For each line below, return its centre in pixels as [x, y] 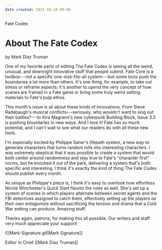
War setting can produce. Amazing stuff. [46, 208]
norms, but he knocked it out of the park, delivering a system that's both [78, 163]
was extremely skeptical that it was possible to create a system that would [80, 152]
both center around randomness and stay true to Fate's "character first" [77, 158]
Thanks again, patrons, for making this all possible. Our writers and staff [78, 218]
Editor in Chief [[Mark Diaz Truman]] [41, 242]
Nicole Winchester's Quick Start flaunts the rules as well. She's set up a [77, 188]
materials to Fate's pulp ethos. [35, 97]
